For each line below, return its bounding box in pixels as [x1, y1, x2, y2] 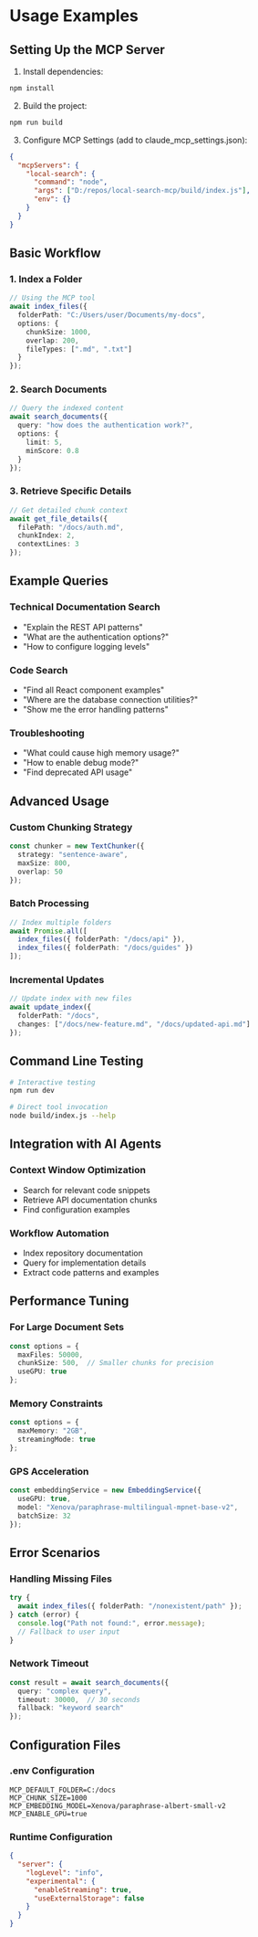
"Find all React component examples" [22, 684, 165, 695]
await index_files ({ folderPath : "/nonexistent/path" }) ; [17, 1602, 243, 1611]
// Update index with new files [9, 994, 132, 1003]
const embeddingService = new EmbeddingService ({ [9, 1486, 202, 1495]
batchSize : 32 [17, 1511, 71, 1520]
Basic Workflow [9, 246, 102, 261]
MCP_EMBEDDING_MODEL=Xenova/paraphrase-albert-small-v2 [9, 1801, 226, 1810]
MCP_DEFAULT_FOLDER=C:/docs [9, 1785, 117, 1794]
